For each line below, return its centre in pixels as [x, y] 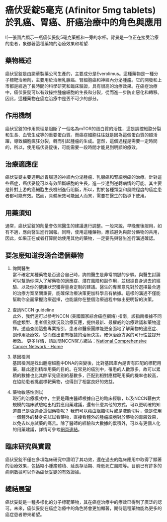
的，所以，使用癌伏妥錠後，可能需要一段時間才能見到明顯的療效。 [73, 147]
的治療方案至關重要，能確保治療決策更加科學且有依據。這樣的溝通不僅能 [86, 293]
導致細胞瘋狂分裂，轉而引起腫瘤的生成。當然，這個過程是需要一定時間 [85, 141]
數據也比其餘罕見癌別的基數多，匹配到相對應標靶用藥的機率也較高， [91, 375]
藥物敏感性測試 [28, 392]
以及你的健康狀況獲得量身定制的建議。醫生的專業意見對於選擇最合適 [91, 287]
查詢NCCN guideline [33, 310]
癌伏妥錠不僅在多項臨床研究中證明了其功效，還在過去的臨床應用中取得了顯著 [83, 459]
